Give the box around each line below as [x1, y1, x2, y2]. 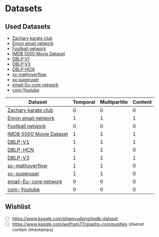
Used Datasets [5, 22, 51, 31]
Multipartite [100, 99, 128, 105]
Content [132, 99, 152, 105]
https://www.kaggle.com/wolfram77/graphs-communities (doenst [12, 221, 144, 227]
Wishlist [5, 203, 31, 211]
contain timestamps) [12, 226, 53, 232]
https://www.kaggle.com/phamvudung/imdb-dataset [12, 216, 118, 221]
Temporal [72, 99, 96, 105]
